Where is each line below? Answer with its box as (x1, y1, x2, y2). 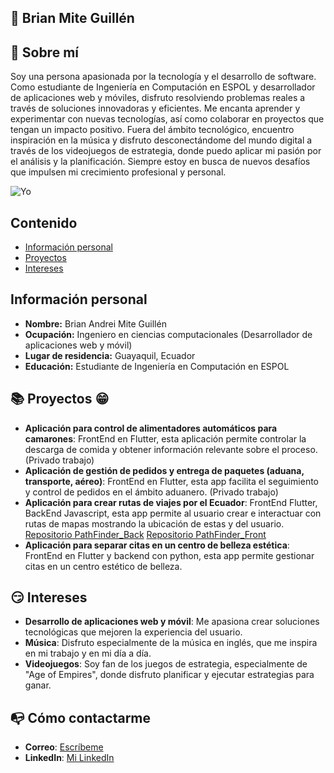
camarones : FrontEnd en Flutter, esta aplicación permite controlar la (24, 432, 307, 445)
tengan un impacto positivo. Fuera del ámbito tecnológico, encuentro (10, 124, 295, 136)
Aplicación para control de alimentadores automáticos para (24, 422, 278, 434)
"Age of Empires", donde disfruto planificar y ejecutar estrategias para (24, 669, 315, 681)
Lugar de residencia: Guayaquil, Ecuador (24, 349, 196, 361)
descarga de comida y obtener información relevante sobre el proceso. (24, 443, 318, 455)
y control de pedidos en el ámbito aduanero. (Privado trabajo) (24, 486, 279, 498)
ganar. (24, 679, 52, 691)
